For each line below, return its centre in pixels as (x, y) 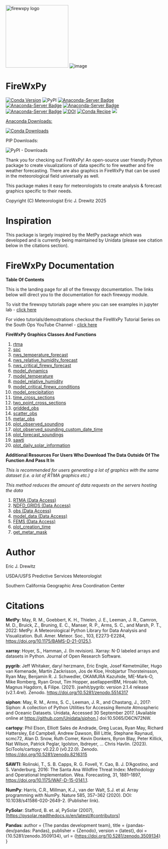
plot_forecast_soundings (38, 435)
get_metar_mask (30, 532)
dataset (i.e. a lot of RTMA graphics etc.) (48, 475)
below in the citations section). (37, 245)
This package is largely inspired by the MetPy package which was (74, 235)
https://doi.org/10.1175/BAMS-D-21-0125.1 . (49, 641)
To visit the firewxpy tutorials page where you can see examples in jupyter (82, 304)
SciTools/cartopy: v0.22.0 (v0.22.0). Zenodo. (52, 749)
